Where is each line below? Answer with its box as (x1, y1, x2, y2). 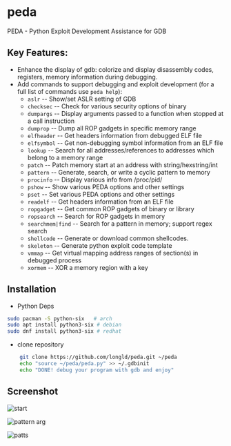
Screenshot (7, 386, 59, 398)
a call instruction (27, 117, 74, 125)
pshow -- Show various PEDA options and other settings (27, 182, 185, 191)
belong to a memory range (27, 153, 103, 162)
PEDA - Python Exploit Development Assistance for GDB (7, 27, 167, 35)
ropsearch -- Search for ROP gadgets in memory (27, 212, 165, 220)
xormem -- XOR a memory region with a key (27, 263, 148, 271)
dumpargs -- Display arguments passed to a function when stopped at (27, 109, 224, 117)
